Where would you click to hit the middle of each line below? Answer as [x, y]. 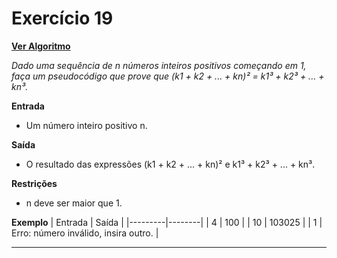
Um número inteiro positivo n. [86, 125]
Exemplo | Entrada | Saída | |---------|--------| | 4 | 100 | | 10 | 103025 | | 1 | [167, 222]
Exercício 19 [62, 18]
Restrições [34, 183]
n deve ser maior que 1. [74, 203]
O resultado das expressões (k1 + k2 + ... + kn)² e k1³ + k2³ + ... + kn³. [170, 164]
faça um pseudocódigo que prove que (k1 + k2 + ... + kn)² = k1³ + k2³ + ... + [168, 76]
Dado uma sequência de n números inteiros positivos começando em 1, [159, 65]
